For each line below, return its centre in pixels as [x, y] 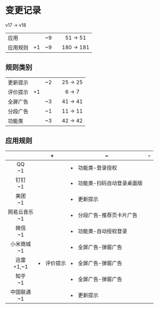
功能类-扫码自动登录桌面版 [110, 183]
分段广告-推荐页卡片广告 [108, 215]
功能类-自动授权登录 [103, 231]
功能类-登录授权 [98, 168]
